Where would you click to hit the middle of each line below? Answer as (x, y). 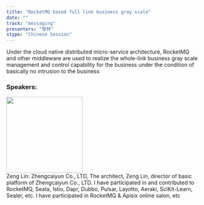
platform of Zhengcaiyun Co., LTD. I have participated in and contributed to (100, 182)
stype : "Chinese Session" (39, 35)
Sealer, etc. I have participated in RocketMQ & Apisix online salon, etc (93, 196)
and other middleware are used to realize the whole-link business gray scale (102, 58)
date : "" (17, 18)
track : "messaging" (31, 23)
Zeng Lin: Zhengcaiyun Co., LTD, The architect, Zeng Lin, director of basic (99, 176)
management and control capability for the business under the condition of (100, 65)
